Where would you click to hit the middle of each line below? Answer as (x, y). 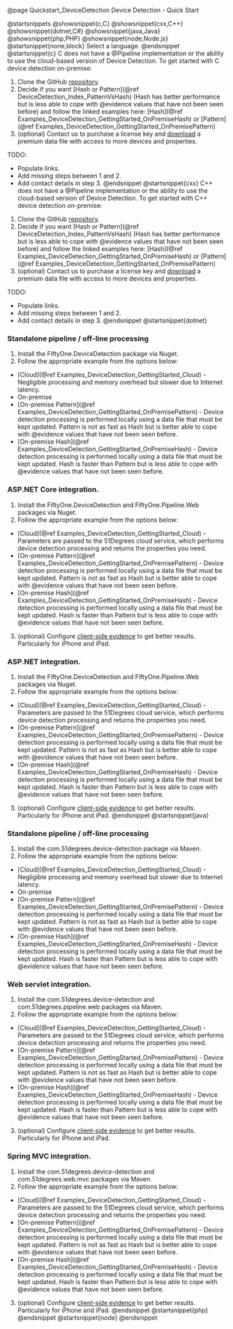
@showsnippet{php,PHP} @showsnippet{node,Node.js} (88, 38)
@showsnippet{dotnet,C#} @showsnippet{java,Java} (84, 31)
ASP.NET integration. (44, 662)
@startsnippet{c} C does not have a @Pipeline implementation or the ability (116, 53)
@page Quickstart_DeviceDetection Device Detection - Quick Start (103, 10)
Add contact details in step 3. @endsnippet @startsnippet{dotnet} (112, 320)
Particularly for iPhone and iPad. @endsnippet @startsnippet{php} (113, 1310)
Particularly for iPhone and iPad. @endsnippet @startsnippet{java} (113, 815)
